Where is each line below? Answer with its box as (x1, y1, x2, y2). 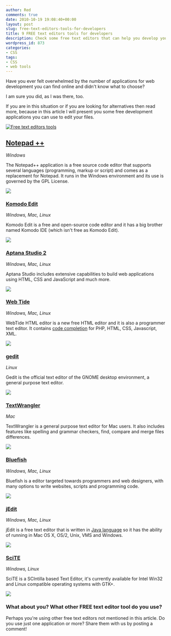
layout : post (6, 21, 33, 27)
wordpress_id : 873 (6, 41, 45, 46)
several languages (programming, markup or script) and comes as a (6, 167, 148, 173)
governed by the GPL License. (6, 178, 69, 184)
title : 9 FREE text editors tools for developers (6, 31, 113, 36)
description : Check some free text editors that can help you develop (6, 36, 158, 41)
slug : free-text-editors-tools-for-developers (6, 26, 106, 32)
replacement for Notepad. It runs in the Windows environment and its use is (6, 172, 164, 178)
